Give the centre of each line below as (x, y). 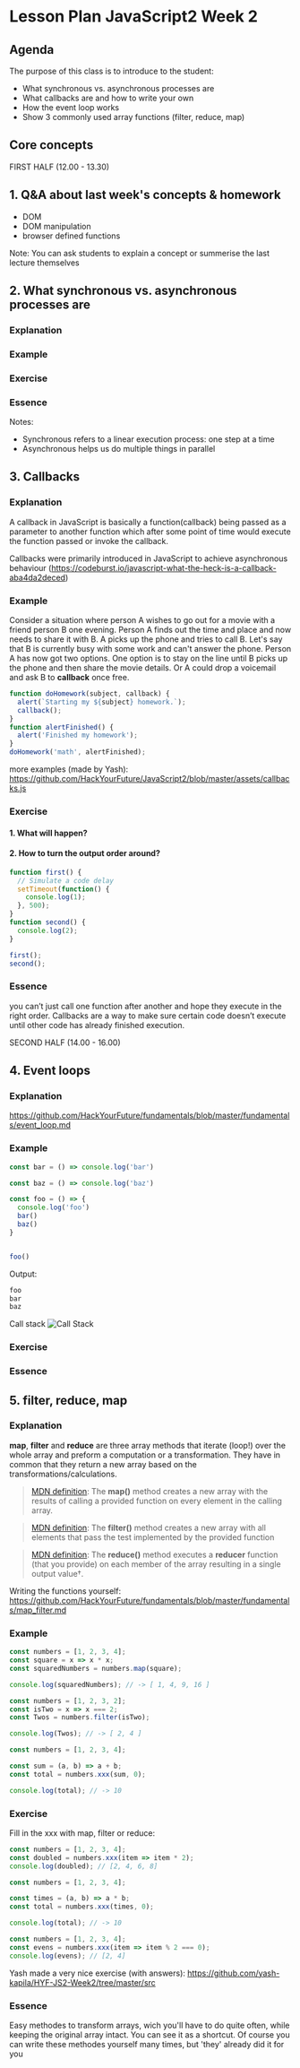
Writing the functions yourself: (65, 1591)
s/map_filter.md (38, 1610)
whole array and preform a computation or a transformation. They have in (145, 1455)
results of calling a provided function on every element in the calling (156, 1501)
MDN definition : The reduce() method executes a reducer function (154, 1554)
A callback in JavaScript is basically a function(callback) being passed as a (148, 522)
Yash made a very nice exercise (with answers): (98, 1973)
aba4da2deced (37, 577)
